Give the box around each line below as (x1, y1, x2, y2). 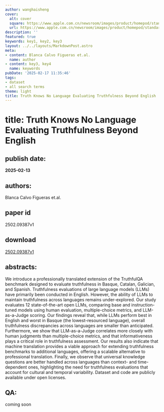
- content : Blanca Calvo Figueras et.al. (5, 52, 91, 58)
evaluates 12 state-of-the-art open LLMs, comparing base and (5, 302, 130, 308)
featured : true (5, 35, 36, 40)
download (5, 236, 36, 244)
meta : (5, 48, 16, 53)
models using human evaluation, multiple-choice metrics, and (18, 307, 142, 313)
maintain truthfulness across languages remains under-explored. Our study (5, 296, 156, 303)
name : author (9, 57, 36, 62)
